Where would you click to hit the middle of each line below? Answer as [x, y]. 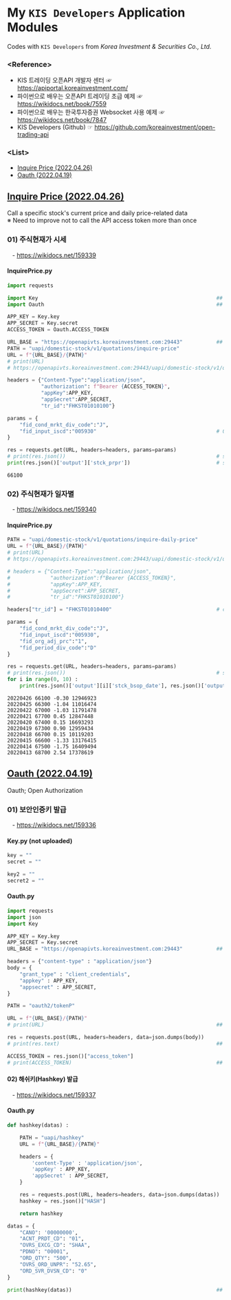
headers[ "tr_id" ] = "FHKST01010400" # [113, 610]
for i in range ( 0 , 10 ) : [43, 680]
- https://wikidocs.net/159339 [54, 255]
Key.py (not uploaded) [40, 840]
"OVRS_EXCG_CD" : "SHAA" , [55, 1245]
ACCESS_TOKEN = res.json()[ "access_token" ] [70, 1056]
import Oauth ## [115, 304]
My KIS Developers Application [96, 13]
